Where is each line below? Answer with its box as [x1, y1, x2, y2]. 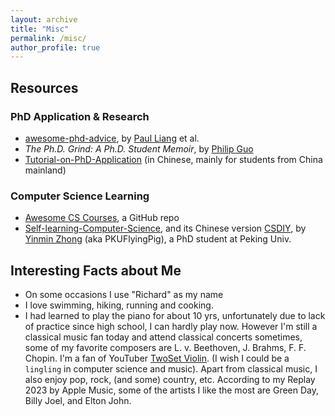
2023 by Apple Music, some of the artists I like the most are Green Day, [24, 384, 319, 396]
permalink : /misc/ [10, 33, 87, 43]
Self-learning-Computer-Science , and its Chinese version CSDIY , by [24, 222, 307, 235]
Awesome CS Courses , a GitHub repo [24, 212, 180, 224]
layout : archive [10, 14, 78, 25]
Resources [10, 79, 79, 96]
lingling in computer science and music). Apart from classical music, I [24, 363, 318, 375]
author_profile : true [10, 42, 101, 53]
